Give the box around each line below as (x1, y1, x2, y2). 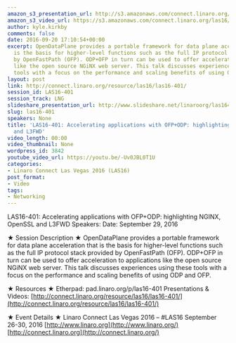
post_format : (7, 174, 46, 181)
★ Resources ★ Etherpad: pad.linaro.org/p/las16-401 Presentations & (7, 285, 209, 293)
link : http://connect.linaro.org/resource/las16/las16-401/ (7, 82, 188, 89)
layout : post (7, 75, 46, 83)
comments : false (7, 30, 55, 37)
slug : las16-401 (7, 108, 55, 115)
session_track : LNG (7, 96, 65, 103)
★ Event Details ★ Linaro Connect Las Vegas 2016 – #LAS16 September (7, 313, 217, 322)
